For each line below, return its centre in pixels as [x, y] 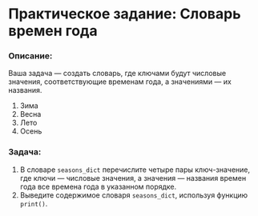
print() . [34, 203]
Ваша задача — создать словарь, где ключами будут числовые [117, 74]
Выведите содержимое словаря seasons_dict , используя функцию [134, 195]
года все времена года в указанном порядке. [98, 186]
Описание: [30, 56]
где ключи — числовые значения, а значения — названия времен [133, 178]
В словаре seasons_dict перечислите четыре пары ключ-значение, [135, 170]
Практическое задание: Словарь [125, 14]
